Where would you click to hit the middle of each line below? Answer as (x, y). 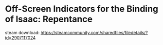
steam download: (22, 32)
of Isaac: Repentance (49, 19)
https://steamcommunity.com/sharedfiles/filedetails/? (94, 32)
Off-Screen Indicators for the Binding (82, 9)
